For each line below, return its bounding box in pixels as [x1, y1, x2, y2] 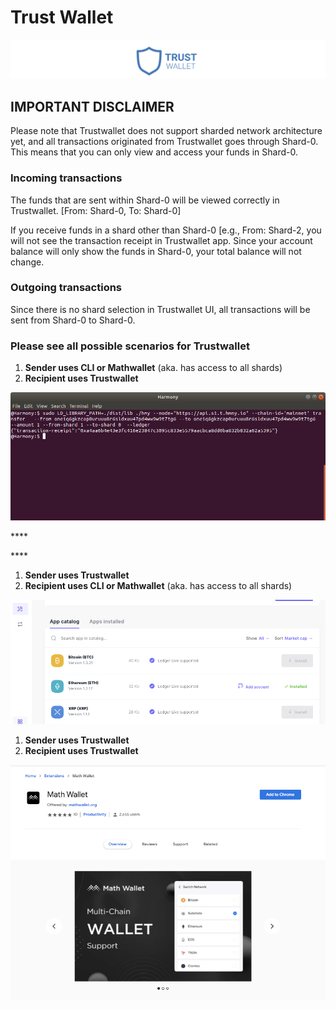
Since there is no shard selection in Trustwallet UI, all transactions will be [10, 303, 311, 315]
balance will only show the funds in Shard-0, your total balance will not [10, 245, 302, 257]
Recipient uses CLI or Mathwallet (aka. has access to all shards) [24, 580, 293, 592]
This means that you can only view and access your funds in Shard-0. [10, 146, 298, 158]
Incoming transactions [10, 171, 123, 185]
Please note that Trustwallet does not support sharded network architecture [10, 125, 323, 137]
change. [10, 256, 45, 268]
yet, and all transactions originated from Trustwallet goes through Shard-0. [10, 136, 319, 148]
